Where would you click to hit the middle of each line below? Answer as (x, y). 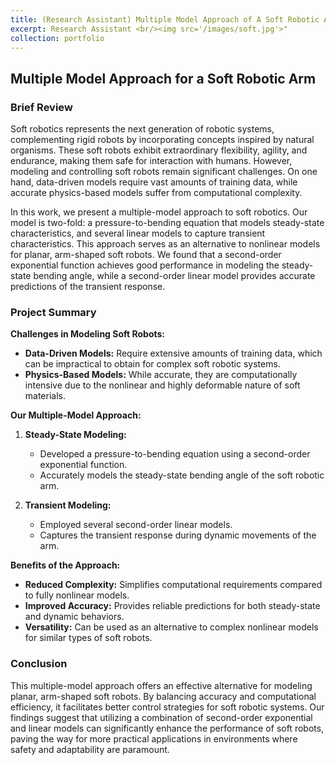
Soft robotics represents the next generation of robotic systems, (142, 129)
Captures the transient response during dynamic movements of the (178, 535)
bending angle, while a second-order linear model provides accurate (174, 276)
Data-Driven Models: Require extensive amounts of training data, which (173, 353)
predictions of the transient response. (88, 287)
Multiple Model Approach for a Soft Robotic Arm (163, 78)
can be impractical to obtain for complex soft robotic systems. (152, 364)
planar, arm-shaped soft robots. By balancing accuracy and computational (163, 696)
